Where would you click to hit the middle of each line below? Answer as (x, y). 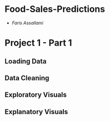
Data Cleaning (27, 78)
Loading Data (26, 61)
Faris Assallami (27, 23)
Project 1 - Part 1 (38, 43)
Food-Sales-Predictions (55, 9)
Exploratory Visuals (36, 95)
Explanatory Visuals (36, 112)
